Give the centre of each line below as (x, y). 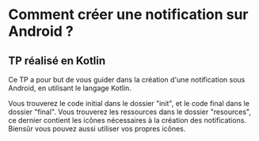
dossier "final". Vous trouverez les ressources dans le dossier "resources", (129, 112)
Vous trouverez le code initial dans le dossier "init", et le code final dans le (129, 103)
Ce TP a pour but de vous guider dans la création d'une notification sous (127, 80)
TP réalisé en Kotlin (57, 61)
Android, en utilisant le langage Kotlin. (70, 88)
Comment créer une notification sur (128, 15)
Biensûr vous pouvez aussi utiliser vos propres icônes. (97, 129)
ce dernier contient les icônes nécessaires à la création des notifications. (128, 120)
